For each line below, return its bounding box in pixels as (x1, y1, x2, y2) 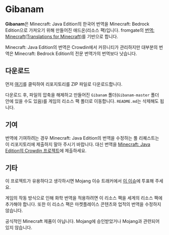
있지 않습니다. (5, 224, 33, 230)
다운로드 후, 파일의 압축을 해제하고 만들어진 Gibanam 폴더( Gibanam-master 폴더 (5, 92, 159, 98)
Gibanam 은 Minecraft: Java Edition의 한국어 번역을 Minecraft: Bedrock (5, 21, 150, 27)
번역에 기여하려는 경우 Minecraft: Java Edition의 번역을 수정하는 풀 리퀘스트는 (5, 135, 159, 141)
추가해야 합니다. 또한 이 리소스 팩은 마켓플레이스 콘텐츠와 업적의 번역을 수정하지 (5, 201, 161, 207)
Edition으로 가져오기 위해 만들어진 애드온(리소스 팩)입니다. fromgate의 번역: (5, 27, 155, 33)
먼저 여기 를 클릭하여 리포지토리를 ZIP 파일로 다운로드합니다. (5, 81, 123, 87)
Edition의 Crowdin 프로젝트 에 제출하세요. (5, 147, 87, 153)
